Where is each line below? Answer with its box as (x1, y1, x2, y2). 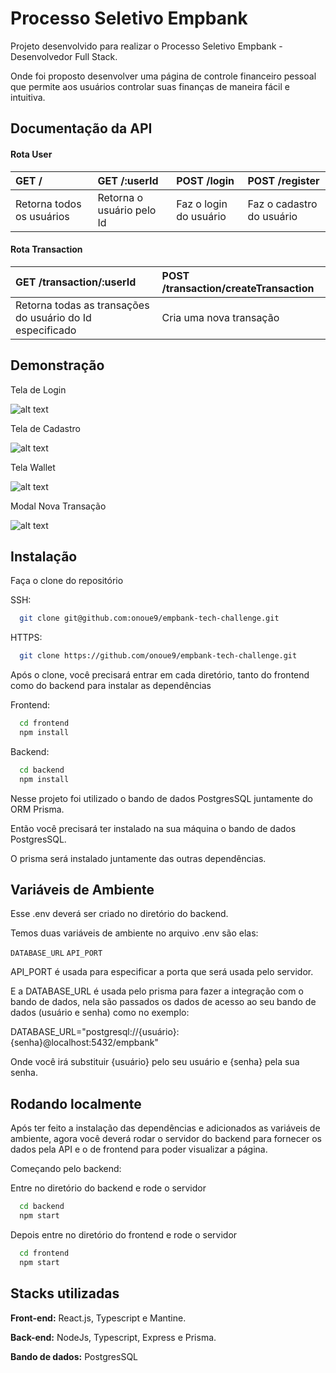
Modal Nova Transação (10, 500, 107, 512)
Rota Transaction (10, 243, 83, 256)
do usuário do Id (15, 310, 92, 324)
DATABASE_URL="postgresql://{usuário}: (10, 1026, 180, 1038)
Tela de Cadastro (10, 422, 81, 434)
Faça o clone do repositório (10, 575, 124, 587)
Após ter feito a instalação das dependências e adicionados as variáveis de (10, 1122, 321, 1134)
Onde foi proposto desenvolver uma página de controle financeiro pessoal (10, 70, 317, 82)
